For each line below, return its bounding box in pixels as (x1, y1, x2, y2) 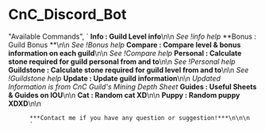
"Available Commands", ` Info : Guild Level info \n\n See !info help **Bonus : (8, 32, 256, 41)
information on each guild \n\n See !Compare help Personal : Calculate (8, 48, 242, 58)
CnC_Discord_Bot (8, 6, 127, 24)
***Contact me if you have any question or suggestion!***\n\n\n (29, 114, 250, 122)
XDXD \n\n (8, 99, 42, 108)
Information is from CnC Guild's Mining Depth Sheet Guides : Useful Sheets (8, 81, 257, 92)
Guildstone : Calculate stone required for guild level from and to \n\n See (8, 65, 249, 74)
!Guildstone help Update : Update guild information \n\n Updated (8, 73, 221, 83)
